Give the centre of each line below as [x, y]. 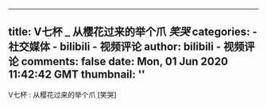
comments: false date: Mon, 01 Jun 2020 [125, 61]
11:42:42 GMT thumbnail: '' [77, 75]
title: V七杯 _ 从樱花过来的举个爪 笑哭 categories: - [133, 32]
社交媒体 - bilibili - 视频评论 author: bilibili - [115, 47]
